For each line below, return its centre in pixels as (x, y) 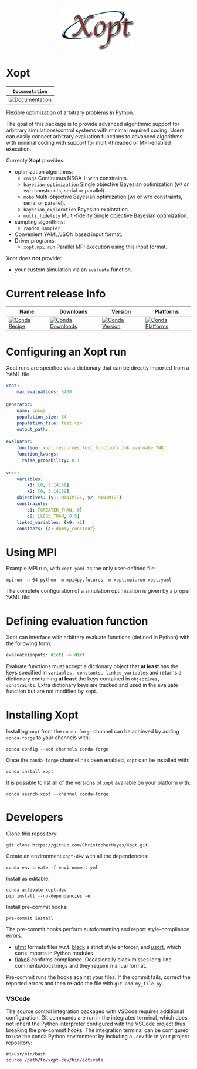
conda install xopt (30, 772)
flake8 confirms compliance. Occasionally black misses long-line (93, 960)
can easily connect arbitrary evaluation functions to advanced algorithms (94, 137)
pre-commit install (30, 919)
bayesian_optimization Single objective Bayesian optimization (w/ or (106, 184)
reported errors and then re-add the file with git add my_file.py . (85, 984)
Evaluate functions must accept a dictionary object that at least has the (92, 666)
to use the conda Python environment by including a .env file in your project (98, 1037)
